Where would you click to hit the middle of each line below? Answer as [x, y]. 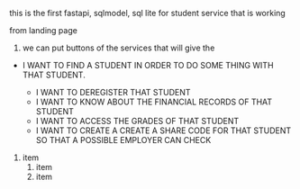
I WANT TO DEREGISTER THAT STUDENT [113, 92]
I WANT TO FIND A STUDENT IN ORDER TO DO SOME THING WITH [148, 65]
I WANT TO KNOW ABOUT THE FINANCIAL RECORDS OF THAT [154, 102]
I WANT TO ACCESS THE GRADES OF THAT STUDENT [137, 121]
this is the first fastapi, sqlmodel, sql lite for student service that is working [147, 13]
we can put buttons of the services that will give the [118, 48]
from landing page [44, 30]
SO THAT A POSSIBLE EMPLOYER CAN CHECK [123, 140]
